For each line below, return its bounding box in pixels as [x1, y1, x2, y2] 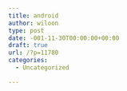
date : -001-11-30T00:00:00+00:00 [8, 34, 120, 42]
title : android [8, 11, 59, 20]
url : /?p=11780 [8, 49, 59, 57]
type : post [8, 26, 45, 34]
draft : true [8, 42, 48, 49]
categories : [8, 57, 48, 65]
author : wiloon [8, 19, 59, 27]
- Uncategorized [15, 64, 69, 72]
